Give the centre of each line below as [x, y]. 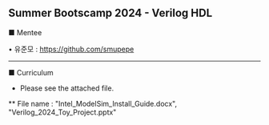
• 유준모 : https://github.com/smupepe [71, 49]
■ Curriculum [31, 72]
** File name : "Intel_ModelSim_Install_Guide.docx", [93, 103]
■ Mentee [25, 32]
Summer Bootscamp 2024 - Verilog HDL [110, 13]
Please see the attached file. [67, 88]
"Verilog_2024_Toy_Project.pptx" [62, 112]
